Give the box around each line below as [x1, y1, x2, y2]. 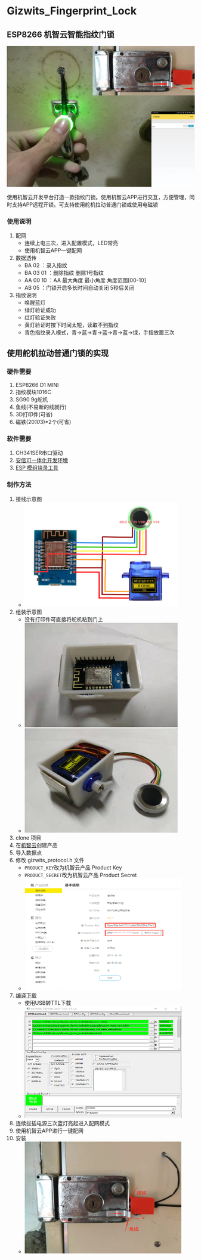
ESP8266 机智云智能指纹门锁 [7, 29, 115, 39]
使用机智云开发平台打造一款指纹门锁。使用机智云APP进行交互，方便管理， [7, 194, 190, 200]
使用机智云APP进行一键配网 [15, 1127, 84, 1134]
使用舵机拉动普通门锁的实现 [7, 348, 109, 358]
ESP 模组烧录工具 [15, 464, 59, 472]
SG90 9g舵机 [15, 395, 48, 403]
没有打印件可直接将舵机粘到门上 [24, 615, 103, 623]
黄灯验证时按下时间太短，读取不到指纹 [24, 321, 119, 329]
